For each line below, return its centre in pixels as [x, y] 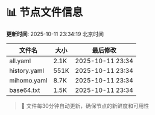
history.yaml [27, 70]
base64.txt [25, 90]
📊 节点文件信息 [45, 12]
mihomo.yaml [28, 80]
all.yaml [20, 61]
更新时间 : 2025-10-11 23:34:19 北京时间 [55, 34]
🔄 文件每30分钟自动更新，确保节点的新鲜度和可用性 [85, 105]
